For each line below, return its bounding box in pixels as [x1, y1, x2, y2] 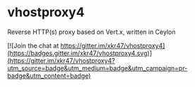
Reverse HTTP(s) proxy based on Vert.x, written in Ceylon [7, 28, 176, 36]
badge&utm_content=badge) [7, 71, 91, 80]
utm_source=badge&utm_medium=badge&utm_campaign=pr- [7, 64, 188, 72]
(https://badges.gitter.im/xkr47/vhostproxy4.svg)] [7, 49, 153, 57]
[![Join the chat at [7, 41, 59, 50]
